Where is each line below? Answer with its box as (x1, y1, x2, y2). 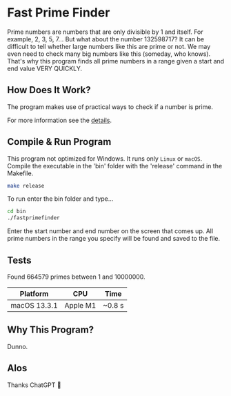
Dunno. (7, 342, 28, 350)
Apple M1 (64, 301, 97, 310)
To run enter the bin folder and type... (7, 195, 114, 203)
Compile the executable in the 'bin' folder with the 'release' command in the (7, 161, 223, 170)
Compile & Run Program (7, 136, 112, 148)
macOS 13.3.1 (10, 301, 59, 310)
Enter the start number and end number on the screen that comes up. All (7, 227, 214, 235)
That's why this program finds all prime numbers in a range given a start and (7, 57, 225, 65)
